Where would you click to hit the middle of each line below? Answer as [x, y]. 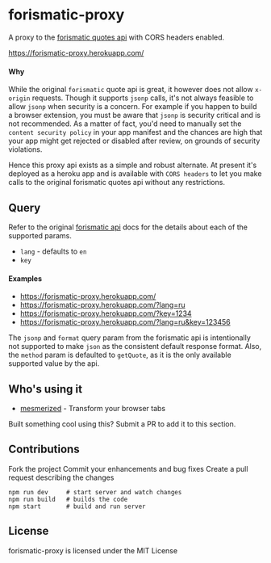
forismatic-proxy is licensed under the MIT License [93, 550]
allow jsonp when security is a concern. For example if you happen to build [133, 107]
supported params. [40, 235]
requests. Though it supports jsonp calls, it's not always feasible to [143, 98]
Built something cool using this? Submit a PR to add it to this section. [122, 424]
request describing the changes [61, 477]
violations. [25, 149]
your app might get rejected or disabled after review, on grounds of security [134, 141]
